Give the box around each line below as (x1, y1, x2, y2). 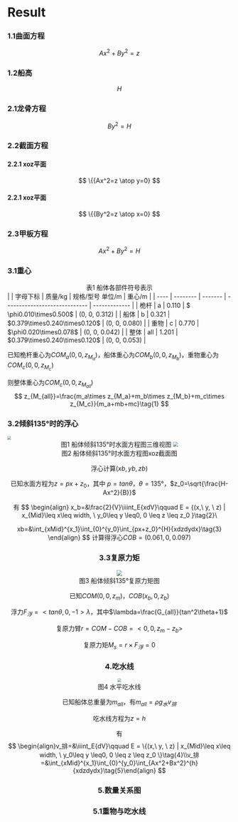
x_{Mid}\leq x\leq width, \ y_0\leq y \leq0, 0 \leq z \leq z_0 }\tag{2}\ (21, 511, 217, 520)
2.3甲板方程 (7, 229, 48, 239)
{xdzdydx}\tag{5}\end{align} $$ (72, 766, 166, 774)
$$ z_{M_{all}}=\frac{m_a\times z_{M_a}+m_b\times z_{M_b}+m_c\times (13, 392, 225, 401)
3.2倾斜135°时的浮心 (7, 418, 79, 428)
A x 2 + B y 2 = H (98, 245, 141, 255)
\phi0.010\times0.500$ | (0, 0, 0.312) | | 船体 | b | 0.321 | (7, 309, 171, 318)
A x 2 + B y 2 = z (99, 48, 140, 58)
